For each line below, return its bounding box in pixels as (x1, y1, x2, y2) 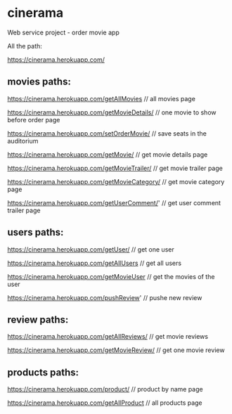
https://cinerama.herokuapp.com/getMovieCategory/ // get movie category (7, 177, 225, 186)
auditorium (7, 136, 39, 145)
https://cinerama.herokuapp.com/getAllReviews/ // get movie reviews (7, 332, 209, 341)
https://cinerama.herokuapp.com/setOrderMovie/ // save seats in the (7, 129, 207, 138)
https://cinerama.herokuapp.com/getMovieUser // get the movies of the (7, 272, 215, 280)
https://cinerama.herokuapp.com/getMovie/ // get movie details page (7, 150, 208, 159)
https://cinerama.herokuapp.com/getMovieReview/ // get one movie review (7, 346, 225, 354)
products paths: (7, 366, 79, 378)
